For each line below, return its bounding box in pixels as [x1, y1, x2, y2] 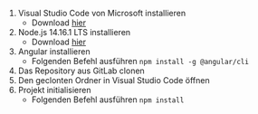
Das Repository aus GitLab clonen [17, 65, 145, 76]
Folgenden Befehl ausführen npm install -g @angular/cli [31, 56, 249, 66]
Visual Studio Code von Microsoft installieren [17, 8, 186, 18]
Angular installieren [17, 46, 91, 57]
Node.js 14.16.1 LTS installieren [17, 27, 131, 37]
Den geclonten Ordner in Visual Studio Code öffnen [17, 75, 210, 85]
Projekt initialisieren [17, 85, 92, 95]
